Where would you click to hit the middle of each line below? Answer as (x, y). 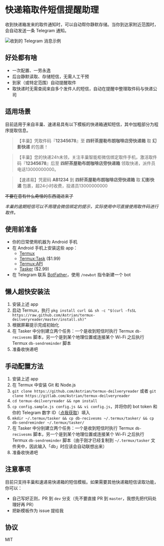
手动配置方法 (24, 366)
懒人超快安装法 (27, 292)
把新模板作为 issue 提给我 (38, 510)
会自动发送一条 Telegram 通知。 (37, 30)
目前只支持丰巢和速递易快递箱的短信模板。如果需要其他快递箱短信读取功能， (82, 482)
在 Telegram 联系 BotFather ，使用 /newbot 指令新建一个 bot (71, 275)
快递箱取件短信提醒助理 (52, 10)
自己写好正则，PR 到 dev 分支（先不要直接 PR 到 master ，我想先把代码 (82, 498)
